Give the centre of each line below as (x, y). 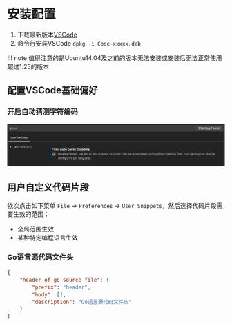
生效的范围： (31, 214)
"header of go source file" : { (65, 280)
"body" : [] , (49, 294)
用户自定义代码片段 (48, 188)
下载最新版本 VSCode (47, 35)
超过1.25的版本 (28, 66)
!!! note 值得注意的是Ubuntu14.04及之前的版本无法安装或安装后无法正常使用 (115, 58)
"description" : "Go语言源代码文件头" (82, 302)
